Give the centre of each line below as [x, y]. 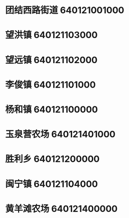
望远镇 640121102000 [51, 60]
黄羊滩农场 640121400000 [61, 209]
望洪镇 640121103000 [51, 35]
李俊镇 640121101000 [51, 84]
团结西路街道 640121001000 [65, 10]
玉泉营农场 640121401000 [60, 135]
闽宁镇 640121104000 [51, 184]
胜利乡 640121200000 [52, 159]
